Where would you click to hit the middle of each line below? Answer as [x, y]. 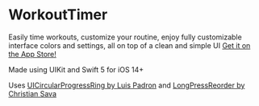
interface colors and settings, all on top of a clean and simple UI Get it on [129, 45]
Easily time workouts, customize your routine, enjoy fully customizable [125, 37]
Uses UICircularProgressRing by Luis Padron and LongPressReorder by [127, 85]
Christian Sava [33, 93]
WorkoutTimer [58, 15]
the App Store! [32, 54]
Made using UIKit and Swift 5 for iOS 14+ [76, 69]
